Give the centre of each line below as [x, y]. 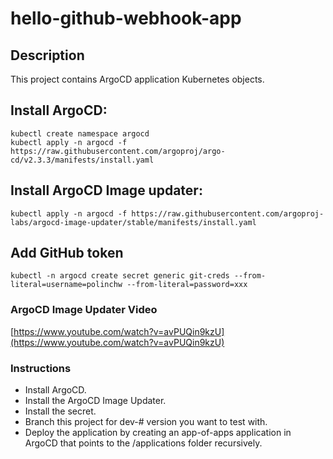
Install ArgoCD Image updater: [106, 190]
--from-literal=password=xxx [187, 285]
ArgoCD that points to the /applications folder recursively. [143, 443]
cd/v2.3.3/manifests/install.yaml [82, 160]
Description [47, 55]
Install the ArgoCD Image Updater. [95, 401]
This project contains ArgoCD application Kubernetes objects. [137, 79]
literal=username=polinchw [66, 285]
